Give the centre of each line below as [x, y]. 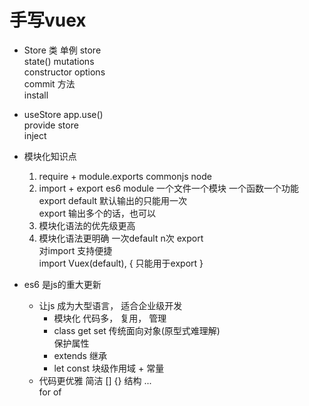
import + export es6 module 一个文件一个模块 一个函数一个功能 [168, 188]
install [36, 95]
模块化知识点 [50, 156]
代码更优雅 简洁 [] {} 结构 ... [95, 380]
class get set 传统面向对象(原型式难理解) [137, 330]
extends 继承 [80, 355]
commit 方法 [49, 83]
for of [50, 392]
